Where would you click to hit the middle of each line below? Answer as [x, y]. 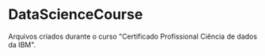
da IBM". [22, 44]
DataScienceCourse [76, 15]
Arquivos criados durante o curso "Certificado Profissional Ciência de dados [133, 36]
